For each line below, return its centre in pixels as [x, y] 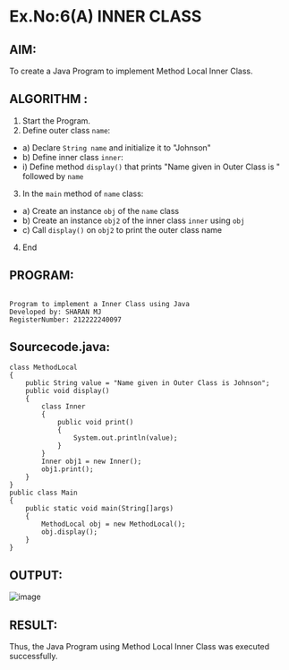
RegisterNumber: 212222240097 [66, 320]
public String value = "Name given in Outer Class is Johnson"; [148, 383]
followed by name [53, 176]
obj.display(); [70, 532]
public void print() [95, 423]
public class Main [43, 493]
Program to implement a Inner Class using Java [100, 304]
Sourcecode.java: [59, 347]
